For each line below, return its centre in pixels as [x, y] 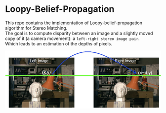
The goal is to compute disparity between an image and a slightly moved [79, 33]
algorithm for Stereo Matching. [36, 28]
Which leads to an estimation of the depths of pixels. [59, 43]
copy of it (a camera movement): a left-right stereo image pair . [72, 38]
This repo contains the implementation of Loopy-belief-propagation [74, 23]
